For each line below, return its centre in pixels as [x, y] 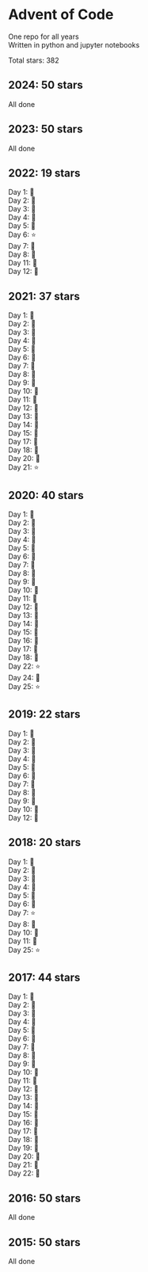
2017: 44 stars [44, 978]
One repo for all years [44, 36]
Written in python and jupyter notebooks [74, 44]
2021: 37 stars [44, 296]
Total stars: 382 [34, 60]
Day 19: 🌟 [24, 1148]
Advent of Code [61, 15]
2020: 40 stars [46, 495]
